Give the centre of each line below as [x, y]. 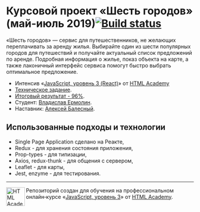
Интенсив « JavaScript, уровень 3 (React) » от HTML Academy [92, 83]
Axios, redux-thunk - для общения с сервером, [74, 160]
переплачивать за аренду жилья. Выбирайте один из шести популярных [99, 46]
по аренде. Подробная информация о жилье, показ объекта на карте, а [97, 59]
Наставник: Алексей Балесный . [55, 108]
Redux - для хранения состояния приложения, [74, 148]
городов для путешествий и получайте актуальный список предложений [99, 52]
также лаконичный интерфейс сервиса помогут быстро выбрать [89, 65]
